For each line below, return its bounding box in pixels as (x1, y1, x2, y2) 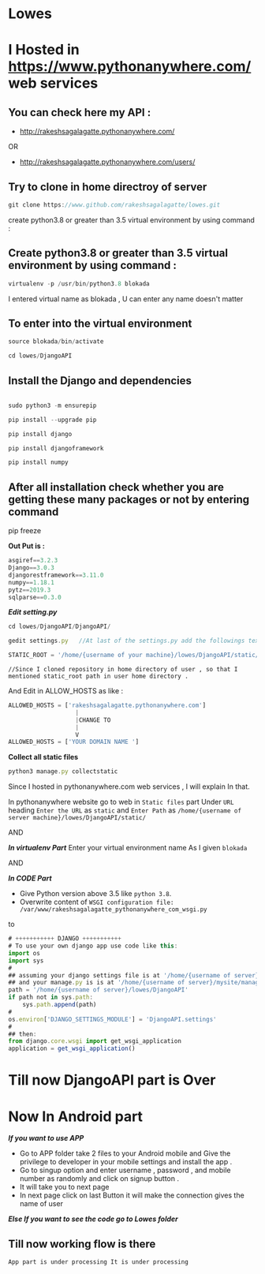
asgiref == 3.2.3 (8, 557, 58, 565)
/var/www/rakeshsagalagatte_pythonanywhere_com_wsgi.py (19, 906, 207, 913)
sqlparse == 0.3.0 (8, 593, 62, 601)
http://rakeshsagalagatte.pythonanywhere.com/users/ (19, 157, 196, 166)
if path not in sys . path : (8, 993, 93, 1002)
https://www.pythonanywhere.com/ (8, 58, 252, 76)
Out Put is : (8, 541, 45, 551)
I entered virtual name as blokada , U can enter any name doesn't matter (8, 293, 244, 304)
